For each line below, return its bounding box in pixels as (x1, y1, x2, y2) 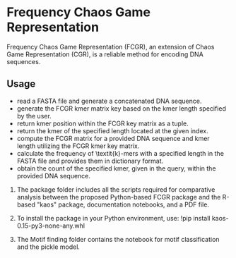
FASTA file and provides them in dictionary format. (16, 156, 164, 165)
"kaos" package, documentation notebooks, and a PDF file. (37, 200, 210, 209)
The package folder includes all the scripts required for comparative (16, 185, 216, 194)
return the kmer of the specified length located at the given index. (16, 126, 209, 135)
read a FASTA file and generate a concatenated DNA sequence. (16, 97, 202, 105)
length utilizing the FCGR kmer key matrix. (16, 142, 140, 150)
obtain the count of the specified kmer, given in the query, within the (16, 164, 216, 173)
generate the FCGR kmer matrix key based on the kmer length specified (16, 104, 227, 113)
